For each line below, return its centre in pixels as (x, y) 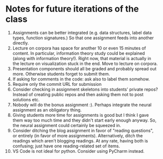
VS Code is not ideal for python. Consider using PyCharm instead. (78, 151)
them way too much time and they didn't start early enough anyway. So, (84, 120)
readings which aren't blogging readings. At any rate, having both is (80, 141)
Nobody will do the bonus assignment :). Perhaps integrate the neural (82, 105)
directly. (21, 43)
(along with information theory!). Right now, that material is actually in (82, 58)
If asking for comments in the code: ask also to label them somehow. (81, 79)
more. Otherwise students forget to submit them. (61, 74)
